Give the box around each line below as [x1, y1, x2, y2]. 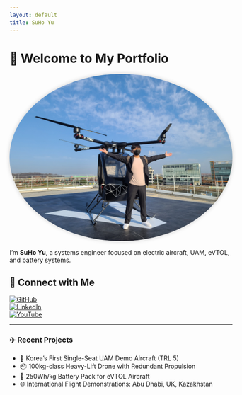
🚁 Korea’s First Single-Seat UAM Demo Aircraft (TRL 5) [19, 354, 179, 362]
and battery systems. [9, 256, 71, 265]
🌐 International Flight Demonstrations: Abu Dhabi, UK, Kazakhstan [19, 379, 213, 388]
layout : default [9, 11, 57, 18]
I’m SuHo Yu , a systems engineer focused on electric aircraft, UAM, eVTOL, [9, 248, 230, 257]
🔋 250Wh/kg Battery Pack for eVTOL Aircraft [19, 372, 150, 380]
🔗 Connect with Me [9, 276, 96, 288]
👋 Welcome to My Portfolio [9, 50, 169, 67]
